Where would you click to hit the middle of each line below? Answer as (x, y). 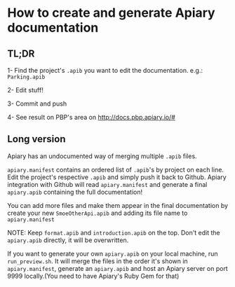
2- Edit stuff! (25, 90)
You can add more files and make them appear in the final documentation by (118, 205)
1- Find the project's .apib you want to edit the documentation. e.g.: (105, 70)
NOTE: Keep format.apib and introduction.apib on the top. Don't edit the (114, 232)
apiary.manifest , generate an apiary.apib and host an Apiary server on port (117, 268)
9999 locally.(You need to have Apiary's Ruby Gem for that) (93, 276)
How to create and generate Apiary (111, 13)
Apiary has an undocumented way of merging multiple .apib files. (102, 156)
